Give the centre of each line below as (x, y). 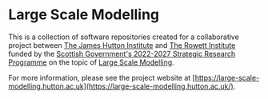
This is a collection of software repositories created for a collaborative (124, 37)
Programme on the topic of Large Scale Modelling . (91, 62)
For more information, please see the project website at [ (102, 77)
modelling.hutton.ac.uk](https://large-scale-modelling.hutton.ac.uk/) (121, 86)
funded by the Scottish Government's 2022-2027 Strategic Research (122, 53)
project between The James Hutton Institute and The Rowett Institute (122, 45)
